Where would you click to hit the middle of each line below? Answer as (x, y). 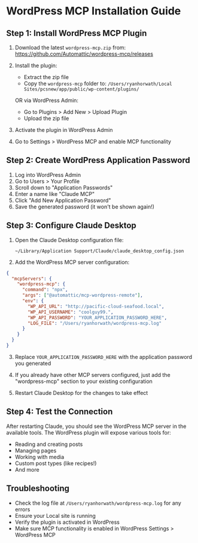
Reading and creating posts (49, 444)
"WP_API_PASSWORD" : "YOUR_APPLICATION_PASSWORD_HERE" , (98, 318)
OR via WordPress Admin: (47, 100)
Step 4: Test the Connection (60, 412)
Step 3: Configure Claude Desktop (71, 226)
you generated (33, 363)
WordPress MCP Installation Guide (94, 11)
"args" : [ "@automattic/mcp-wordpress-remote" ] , (83, 295)
